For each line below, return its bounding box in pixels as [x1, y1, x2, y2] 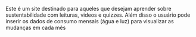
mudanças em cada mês [5, 24, 66, 31]
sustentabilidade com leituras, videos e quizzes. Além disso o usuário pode [5, 11, 191, 18]
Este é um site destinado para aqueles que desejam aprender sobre [5, 5, 172, 12]
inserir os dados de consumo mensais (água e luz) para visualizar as [5, 18, 174, 24]
